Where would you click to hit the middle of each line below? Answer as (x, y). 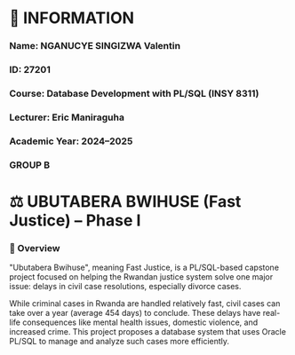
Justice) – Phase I (75, 220)
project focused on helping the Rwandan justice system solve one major (141, 277)
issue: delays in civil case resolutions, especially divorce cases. (125, 287)
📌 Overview (35, 248)
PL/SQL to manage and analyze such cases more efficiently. (119, 342)
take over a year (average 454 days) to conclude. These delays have (135, 313)
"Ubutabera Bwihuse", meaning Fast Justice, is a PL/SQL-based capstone (144, 268)
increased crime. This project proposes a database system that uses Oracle (148, 332)
